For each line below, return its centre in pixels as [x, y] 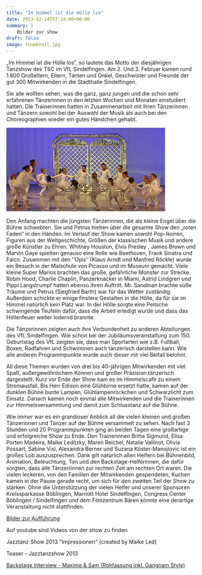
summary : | [20, 25]
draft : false [23, 38]
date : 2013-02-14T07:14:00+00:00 [48, 19]
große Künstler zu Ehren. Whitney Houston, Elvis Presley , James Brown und [101, 247]
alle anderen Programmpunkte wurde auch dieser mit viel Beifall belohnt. [96, 355]
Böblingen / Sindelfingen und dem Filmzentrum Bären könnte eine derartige [100, 500]
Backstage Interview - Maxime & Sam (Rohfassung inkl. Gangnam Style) [96, 565]
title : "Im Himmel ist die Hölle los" [55, 13]
